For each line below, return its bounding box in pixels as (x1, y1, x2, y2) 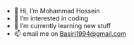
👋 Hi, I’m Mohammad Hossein (13, 7, 100, 15)
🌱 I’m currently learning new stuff (13, 22, 111, 30)
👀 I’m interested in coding (13, 14, 89, 22)
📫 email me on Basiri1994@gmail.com (13, 30, 127, 38)
